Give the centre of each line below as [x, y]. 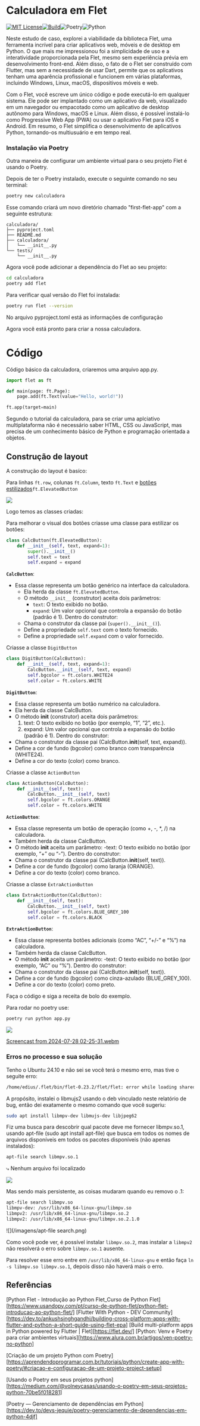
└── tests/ [20, 251]
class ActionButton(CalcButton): [48, 783]
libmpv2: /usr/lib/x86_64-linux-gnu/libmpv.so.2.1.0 [73, 1219]
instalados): [21, 1146]
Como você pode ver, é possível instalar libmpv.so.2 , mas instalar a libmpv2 [99, 1242]
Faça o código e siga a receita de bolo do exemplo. [69, 996]
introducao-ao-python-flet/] [40, 1312]
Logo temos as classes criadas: [45, 511]
